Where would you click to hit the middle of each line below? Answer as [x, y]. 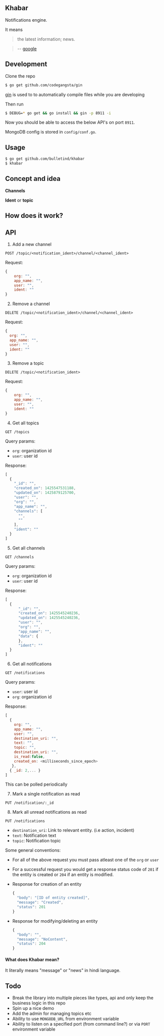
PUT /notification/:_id [30, 803]
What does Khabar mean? [32, 959]
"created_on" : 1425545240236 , [49, 613]
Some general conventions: [33, 850]
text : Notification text [34, 835]
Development [26, 64]
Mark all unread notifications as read [49, 812]
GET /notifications [25, 673]
